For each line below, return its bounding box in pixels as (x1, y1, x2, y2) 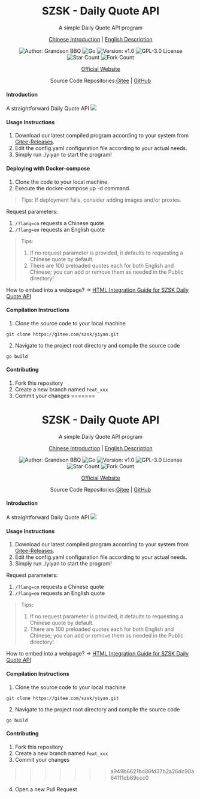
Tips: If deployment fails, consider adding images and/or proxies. (20, 196, 181, 204)
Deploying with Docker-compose (6, 164, 90, 172)
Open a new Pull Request (14, 785, 77, 793)
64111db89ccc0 (110, 774, 149, 781)
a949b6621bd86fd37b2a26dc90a (110, 767, 195, 775)
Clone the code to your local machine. (14, 178, 109, 185)
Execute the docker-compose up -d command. (14, 184, 131, 191)
